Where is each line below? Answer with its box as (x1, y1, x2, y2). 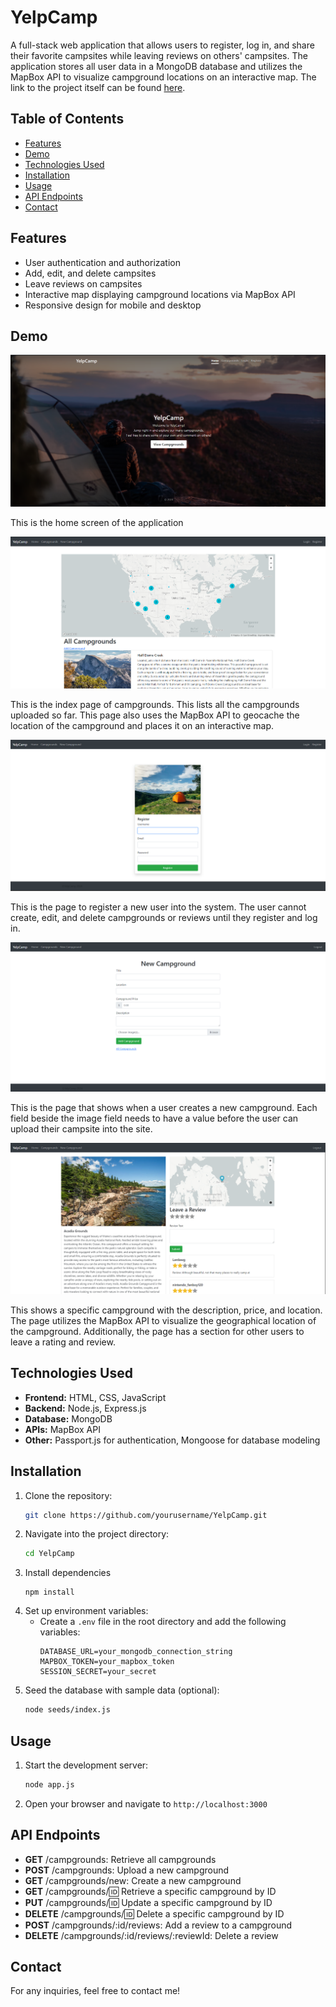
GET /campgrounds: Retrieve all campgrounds (24, 1853, 217, 1865)
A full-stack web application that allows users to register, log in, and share (10, 39, 315, 51)
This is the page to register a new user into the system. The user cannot (10, 901, 307, 913)
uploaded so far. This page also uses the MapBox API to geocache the (10, 709, 300, 721)
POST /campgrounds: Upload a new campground (24, 1864, 230, 1876)
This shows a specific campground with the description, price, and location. (10, 1304, 323, 1316)
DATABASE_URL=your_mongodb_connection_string (39, 1647, 233, 1657)
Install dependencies (24, 1567, 112, 1579)
